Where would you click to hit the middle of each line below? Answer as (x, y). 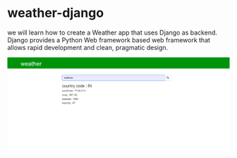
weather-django (56, 13)
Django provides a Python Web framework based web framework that (109, 39)
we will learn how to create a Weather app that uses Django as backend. (112, 32)
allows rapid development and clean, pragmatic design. (88, 47)
